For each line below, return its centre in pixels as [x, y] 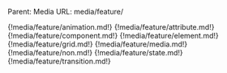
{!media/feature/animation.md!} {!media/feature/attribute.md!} [111, 27]
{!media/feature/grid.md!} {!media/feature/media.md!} [98, 44]
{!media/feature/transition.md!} [59, 61]
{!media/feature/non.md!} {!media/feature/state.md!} [95, 53]
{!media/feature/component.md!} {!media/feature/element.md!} [113, 36]
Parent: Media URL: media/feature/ [66, 12]
